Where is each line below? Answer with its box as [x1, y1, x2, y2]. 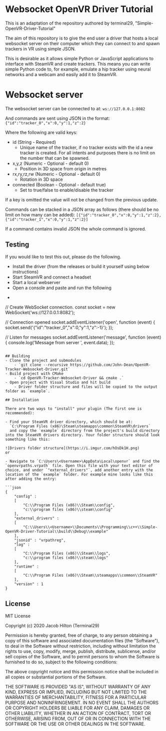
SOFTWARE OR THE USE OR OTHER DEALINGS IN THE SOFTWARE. [5, 720, 145, 727]
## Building [5, 353, 30, 359]
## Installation [5, 397, 39, 402]
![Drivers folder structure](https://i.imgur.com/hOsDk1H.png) [5, 445, 140, 450]
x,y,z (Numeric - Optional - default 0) [12, 160, 89, 166]
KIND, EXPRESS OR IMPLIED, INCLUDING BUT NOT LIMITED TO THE [5, 689, 147, 695]
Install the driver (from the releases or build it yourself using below [12, 263, 150, 269]
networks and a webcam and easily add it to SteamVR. [5, 71, 117, 77]
